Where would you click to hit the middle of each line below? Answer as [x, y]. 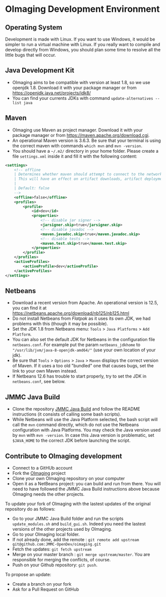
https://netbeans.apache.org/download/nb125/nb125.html [71, 313]
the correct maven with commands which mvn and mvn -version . [77, 146]
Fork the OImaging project [39, 473]
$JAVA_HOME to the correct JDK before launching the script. [71, 440]
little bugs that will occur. [31, 55]
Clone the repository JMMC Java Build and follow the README [76, 409]
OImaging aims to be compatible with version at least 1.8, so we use [81, 82]
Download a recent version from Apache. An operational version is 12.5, [85, 303]
